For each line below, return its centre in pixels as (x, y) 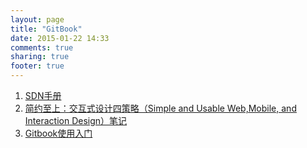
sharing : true (40, 57)
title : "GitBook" (46, 29)
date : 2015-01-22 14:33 (60, 38)
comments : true (42, 47)
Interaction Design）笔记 (76, 120)
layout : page (37, 19)
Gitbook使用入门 (58, 133)
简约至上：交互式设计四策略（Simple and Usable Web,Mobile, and (160, 108)
